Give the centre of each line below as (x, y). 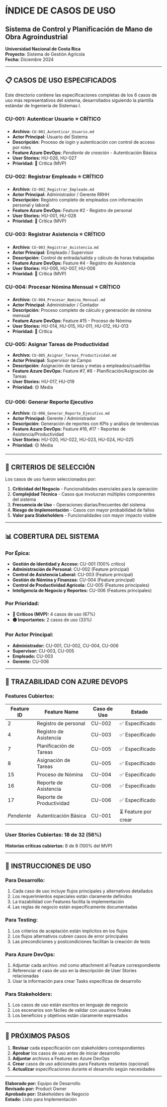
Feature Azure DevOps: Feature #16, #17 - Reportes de (69, 429)
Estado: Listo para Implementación (41, 1100)
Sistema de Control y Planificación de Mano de (79, 29)
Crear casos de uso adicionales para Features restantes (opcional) (81, 1064)
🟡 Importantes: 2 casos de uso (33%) (52, 620)
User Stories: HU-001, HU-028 (44, 216)
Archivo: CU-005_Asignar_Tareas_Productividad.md (64, 355)
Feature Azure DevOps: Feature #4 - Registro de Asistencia (74, 263)
